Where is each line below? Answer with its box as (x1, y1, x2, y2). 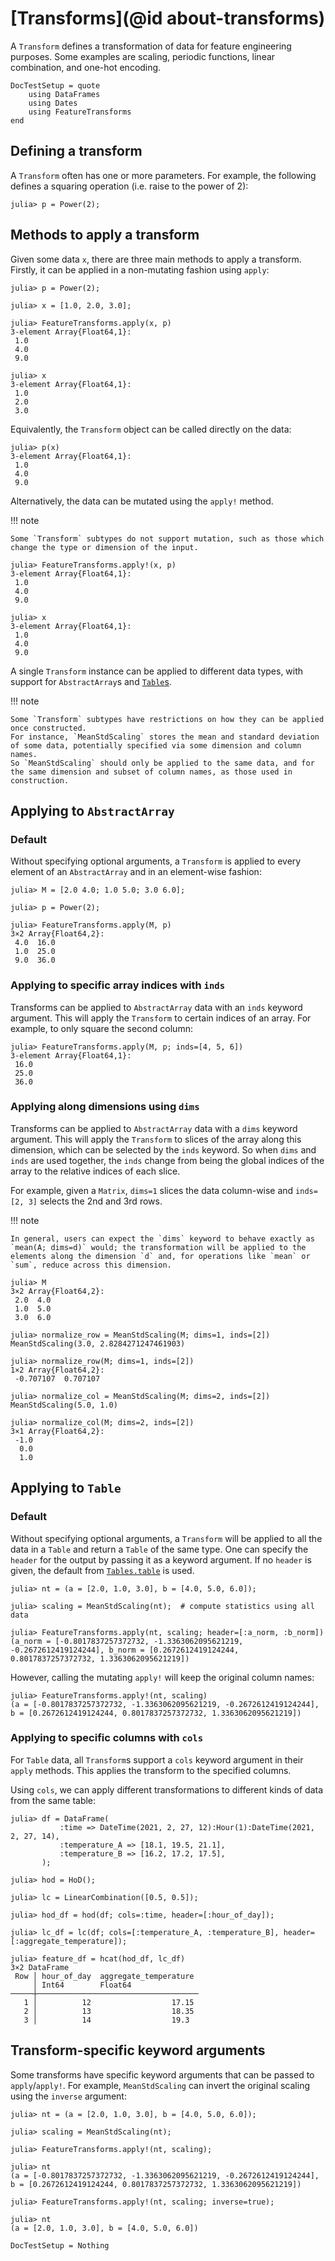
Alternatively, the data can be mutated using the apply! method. (10, 495, 274, 507)
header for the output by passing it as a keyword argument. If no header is (10, 1553, 312, 1566)
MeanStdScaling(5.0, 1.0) (10, 1400, 118, 1410)
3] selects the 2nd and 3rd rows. (28, 1195, 163, 1207)
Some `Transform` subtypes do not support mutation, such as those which (10, 533, 325, 544)
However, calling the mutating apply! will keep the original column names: (10, 1671, 315, 1683)
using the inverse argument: (10, 2090, 127, 2102)
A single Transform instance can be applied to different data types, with (10, 665, 304, 677)
